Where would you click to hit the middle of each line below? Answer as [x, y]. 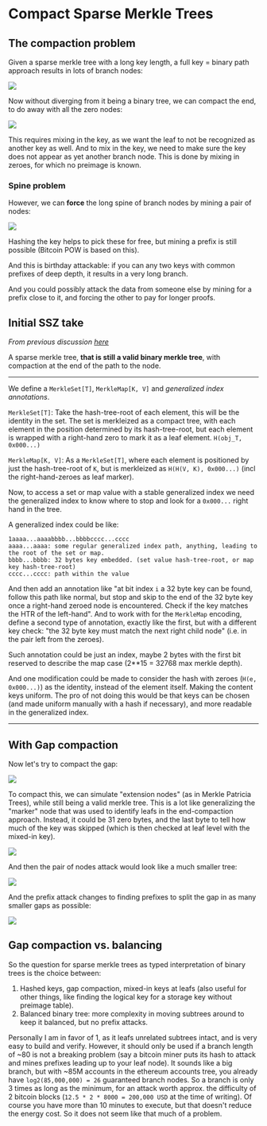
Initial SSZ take [46, 323]
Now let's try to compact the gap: [63, 764]
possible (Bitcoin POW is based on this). [74, 250]
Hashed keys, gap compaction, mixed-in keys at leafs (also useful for [133, 988]
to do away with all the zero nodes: [66, 109]
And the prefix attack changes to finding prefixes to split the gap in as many [132, 897]
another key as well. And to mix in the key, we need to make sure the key [127, 148]
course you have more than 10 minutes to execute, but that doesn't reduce [130, 1105]
